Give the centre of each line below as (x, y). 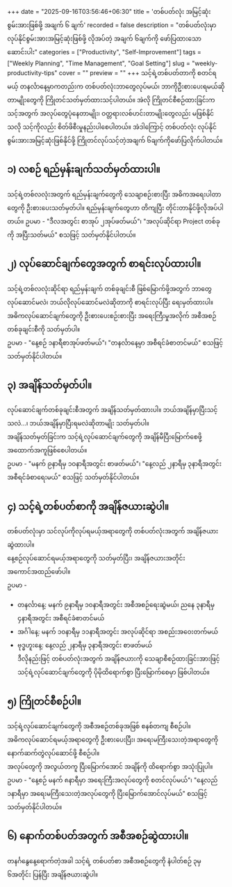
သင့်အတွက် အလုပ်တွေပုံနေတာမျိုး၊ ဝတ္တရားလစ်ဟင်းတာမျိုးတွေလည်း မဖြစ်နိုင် (110, 113)
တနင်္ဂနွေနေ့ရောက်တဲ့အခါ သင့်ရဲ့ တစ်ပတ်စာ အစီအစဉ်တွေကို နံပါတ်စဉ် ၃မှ (104, 861)
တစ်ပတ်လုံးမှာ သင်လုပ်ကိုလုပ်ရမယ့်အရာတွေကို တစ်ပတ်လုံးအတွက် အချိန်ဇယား (113, 531)
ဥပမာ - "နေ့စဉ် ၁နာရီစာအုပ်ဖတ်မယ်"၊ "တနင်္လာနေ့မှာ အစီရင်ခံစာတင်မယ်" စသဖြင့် (115, 343)
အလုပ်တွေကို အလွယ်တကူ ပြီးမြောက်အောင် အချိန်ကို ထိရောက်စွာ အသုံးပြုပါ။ (110, 767)
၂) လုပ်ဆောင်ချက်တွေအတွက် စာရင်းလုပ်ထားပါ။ (104, 264)
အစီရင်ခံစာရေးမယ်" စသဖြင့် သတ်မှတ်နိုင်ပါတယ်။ (73, 477)
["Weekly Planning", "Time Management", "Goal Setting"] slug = (99, 63)
